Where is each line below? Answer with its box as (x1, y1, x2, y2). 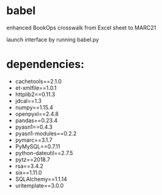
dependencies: (6, 58, 84, 71)
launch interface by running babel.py (6, 36, 99, 43)
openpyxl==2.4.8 (15, 110, 59, 117)
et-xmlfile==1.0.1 (15, 84, 57, 91)
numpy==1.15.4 (15, 104, 53, 111)
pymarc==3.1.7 (15, 136, 53, 143)
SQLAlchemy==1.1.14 (15, 175, 67, 183)
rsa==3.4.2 (15, 162, 44, 169)
